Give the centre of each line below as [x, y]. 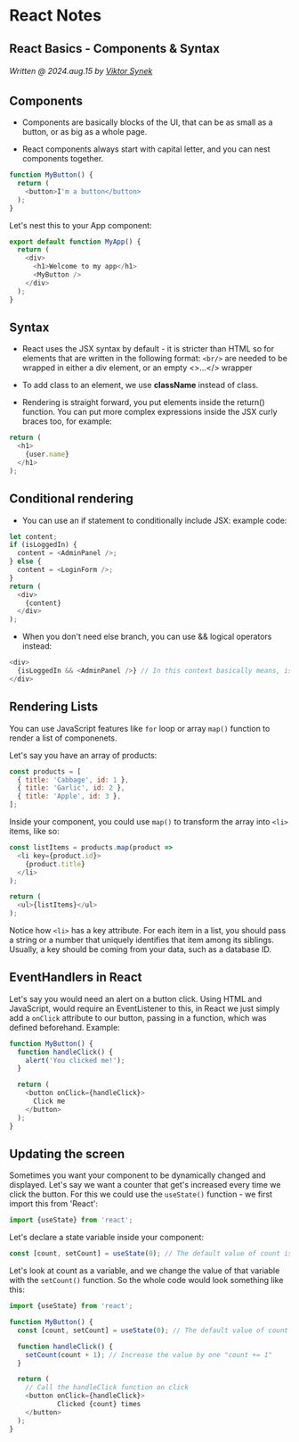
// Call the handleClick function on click [107, 1388]
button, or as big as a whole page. [85, 132]
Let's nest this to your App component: [81, 225]
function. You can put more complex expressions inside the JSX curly [149, 412]
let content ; [33, 536]
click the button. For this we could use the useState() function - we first [141, 1194]
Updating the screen [67, 1153]
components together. [63, 159]
